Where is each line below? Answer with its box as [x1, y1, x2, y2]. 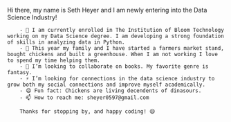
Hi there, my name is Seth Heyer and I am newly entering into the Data [7, 6, 207, 14]
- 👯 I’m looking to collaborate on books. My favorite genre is [19, 63, 209, 70]
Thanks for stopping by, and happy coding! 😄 [19, 108, 156, 115]
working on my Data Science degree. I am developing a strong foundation [7, 33, 225, 40]
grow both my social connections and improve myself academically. [7, 81, 206, 88]
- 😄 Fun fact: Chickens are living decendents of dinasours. [19, 87, 202, 94]
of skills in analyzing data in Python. [7, 39, 126, 46]
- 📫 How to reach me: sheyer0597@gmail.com [19, 94, 149, 101]
